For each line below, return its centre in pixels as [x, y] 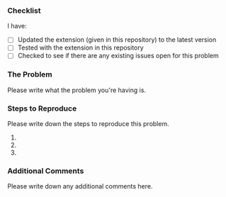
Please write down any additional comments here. [80, 186]
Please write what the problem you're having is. [77, 90]
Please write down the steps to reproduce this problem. [88, 124]
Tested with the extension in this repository [80, 47]
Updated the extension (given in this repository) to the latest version [117, 40]
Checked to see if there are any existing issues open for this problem [118, 56]
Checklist [24, 11]
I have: [17, 26]
